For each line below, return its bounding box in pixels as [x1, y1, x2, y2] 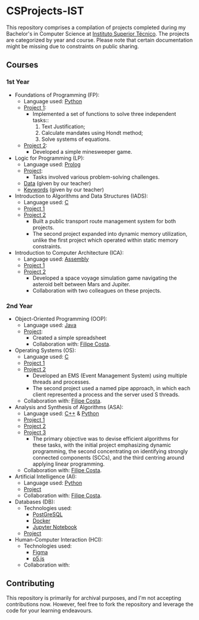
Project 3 [23, 429, 46, 436]
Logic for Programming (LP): [14, 154, 85, 162]
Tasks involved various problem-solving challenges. [32, 173, 160, 181]
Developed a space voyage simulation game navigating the [32, 274, 177, 281]
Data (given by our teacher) [23, 179, 91, 186]
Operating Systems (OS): [14, 346, 76, 354]
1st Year [6, 78, 30, 86]
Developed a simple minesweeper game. [32, 148, 132, 155]
